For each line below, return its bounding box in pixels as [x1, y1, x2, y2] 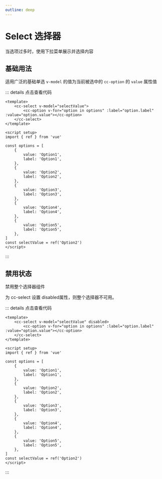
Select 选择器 [5, 31, 61, 42]
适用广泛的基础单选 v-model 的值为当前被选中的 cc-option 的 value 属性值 [5, 78, 157, 85]
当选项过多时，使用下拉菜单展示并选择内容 [5, 48, 94, 54]
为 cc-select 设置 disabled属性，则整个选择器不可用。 [5, 294, 117, 300]
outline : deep [5, 7, 35, 13]
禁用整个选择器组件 [5, 284, 45, 290]
